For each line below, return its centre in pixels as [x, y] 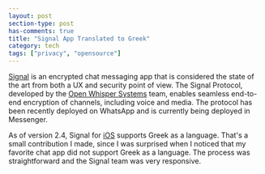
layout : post [30, 16]
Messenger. [28, 119]
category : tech [34, 46]
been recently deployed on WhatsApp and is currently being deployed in [129, 111]
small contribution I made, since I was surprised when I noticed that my [127, 144]
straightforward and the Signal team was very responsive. [105, 161]
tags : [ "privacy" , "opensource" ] [65, 53]
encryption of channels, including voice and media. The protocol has [138, 102]
